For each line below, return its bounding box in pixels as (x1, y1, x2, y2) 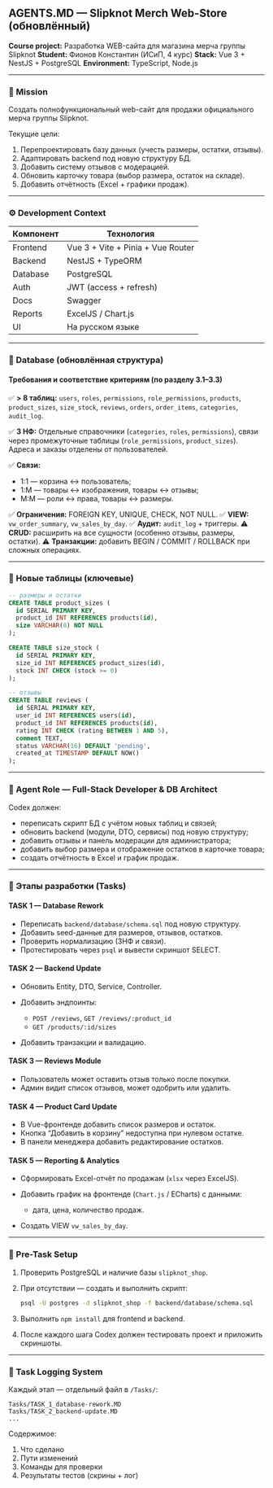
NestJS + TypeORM (66, 256, 142, 267)
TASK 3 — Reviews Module (8, 1056, 102, 1066)
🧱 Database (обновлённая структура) (8, 354, 164, 365)
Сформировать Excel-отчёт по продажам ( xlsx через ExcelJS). (19, 1174, 240, 1184)
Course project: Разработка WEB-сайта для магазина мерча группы (8, 41, 245, 50)
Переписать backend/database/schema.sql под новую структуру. (19, 919, 241, 929)
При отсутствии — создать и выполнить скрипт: (19, 1283, 188, 1293)
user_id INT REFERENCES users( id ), (15, 711, 136, 720)
